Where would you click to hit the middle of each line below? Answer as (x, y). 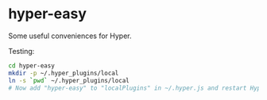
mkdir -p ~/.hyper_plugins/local (64, 73)
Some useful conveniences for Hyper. (70, 36)
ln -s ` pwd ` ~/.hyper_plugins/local (69, 80)
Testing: (21, 51)
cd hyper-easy (32, 65)
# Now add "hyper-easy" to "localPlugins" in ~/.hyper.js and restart (128, 88)
